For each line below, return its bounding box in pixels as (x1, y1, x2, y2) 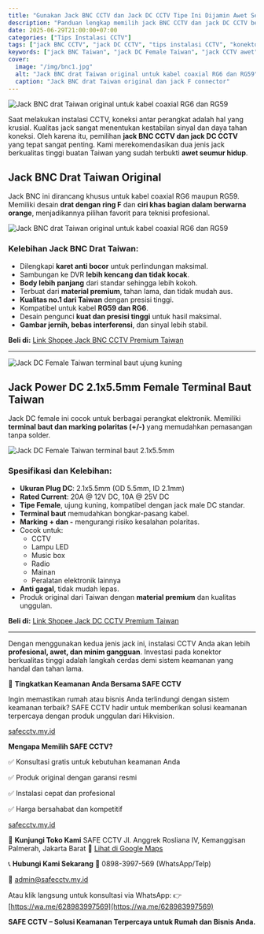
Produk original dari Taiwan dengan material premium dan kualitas (19, 592, 236, 601)
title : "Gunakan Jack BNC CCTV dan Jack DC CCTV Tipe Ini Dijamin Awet (8, 11, 247, 20)
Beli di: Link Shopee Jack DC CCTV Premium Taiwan (8, 616, 179, 625)
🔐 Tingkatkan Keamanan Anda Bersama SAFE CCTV (8, 679, 182, 688)
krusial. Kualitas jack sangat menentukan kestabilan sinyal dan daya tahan (8, 123, 247, 132)
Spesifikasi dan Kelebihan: (8, 466, 112, 477)
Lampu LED (31, 541, 69, 552)
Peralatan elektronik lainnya (31, 575, 122, 585)
